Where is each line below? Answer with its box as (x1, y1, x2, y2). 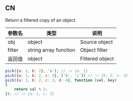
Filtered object (80, 55, 114, 62)
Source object (80, 38, 113, 45)
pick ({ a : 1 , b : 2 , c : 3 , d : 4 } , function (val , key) (5, 78, 117, 83)
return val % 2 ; (14, 87, 48, 92)
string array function (27, 47, 76, 53)
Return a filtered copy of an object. (5, 17, 77, 23)
